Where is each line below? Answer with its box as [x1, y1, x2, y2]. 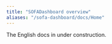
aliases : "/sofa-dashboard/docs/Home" [6, 14, 105, 20]
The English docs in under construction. [6, 31, 107, 38]
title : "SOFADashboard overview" [6, 8, 91, 15]
